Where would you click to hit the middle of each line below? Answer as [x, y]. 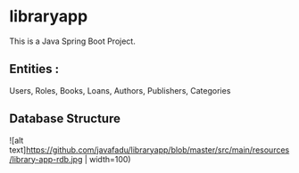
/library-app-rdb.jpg [46, 159]
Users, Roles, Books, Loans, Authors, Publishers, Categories [120, 90]
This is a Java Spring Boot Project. [72, 41]
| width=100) [108, 159]
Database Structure [65, 119]
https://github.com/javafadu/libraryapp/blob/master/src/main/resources [158, 150]
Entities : [34, 69]
